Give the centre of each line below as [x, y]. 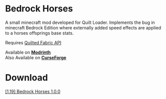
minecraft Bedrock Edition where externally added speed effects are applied [83, 27]
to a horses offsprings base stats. [40, 33]
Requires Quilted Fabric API [33, 42]
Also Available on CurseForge [36, 57]
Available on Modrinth [28, 52]
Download [27, 78]
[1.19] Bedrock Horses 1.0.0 [33, 91]
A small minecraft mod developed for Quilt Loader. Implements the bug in [80, 22]
